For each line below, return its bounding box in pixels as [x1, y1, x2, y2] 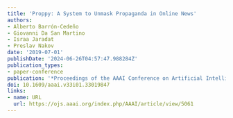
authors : [7, 17, 33, 24]
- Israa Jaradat [7, 36, 54, 43]
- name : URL [7, 94, 42, 101]
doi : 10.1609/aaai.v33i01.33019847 [7, 81, 110, 88]
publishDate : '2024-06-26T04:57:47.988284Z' [7, 56, 138, 62]
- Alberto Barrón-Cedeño [7, 23, 79, 30]
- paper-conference [7, 68, 64, 75]
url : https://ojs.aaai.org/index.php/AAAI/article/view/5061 [13, 101, 194, 108]
